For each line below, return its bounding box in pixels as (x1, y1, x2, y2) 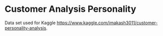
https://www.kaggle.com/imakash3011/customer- (56, 20, 158, 26)
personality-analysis (4, 25, 46, 31)
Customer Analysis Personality (4, 3, 137, 15)
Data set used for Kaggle (4, 20, 56, 26)
